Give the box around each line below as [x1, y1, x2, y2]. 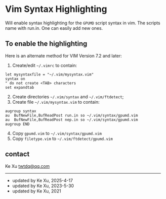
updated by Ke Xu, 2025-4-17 [12, 177, 73, 183]
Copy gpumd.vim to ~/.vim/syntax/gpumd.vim [12, 130, 102, 136]
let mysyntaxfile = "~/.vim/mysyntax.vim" [5, 72, 94, 77]
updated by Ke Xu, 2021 [12, 188, 61, 194]
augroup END [5, 122, 30, 127]
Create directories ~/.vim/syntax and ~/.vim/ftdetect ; [12, 93, 124, 100]
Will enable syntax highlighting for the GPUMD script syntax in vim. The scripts [5, 20, 161, 26]
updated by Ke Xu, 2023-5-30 [12, 183, 74, 189]
